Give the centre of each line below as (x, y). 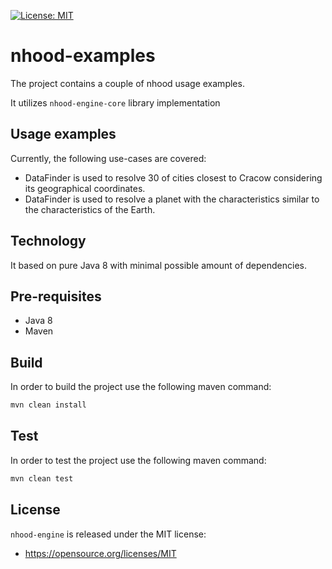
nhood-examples (83, 56)
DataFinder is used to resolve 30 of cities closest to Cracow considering (173, 177)
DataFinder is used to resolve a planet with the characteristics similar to (172, 199)
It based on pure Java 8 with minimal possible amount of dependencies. (158, 265)
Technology (48, 241)
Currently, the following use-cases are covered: (108, 158)
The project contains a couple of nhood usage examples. (127, 83)
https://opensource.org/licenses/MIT (100, 553)
